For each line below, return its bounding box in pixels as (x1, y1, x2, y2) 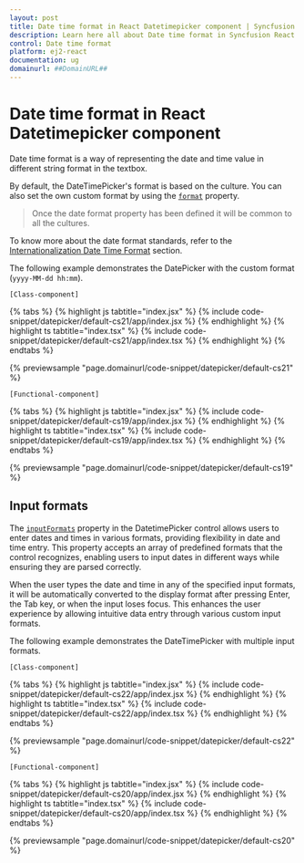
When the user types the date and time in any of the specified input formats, (9, 578, 296, 589)
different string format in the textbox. (9, 162, 148, 173)
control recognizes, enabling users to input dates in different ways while (9, 551, 280, 562)
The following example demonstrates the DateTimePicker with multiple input (9, 635, 295, 646)
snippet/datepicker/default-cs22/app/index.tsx (9, 708, 185, 719)
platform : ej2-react (9, 47, 88, 57)
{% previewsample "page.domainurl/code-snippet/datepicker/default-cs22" (9, 735, 296, 746)
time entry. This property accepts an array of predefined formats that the (9, 542, 283, 553)
